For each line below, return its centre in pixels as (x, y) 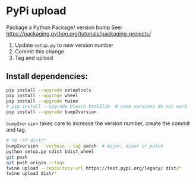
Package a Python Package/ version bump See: (64, 27)
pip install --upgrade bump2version (51, 112)
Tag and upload (34, 58)
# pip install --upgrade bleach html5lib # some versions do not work (97, 107)
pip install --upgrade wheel (42, 95)
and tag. (16, 130)
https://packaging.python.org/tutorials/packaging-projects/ (79, 33)
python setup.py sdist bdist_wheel (50, 151)
